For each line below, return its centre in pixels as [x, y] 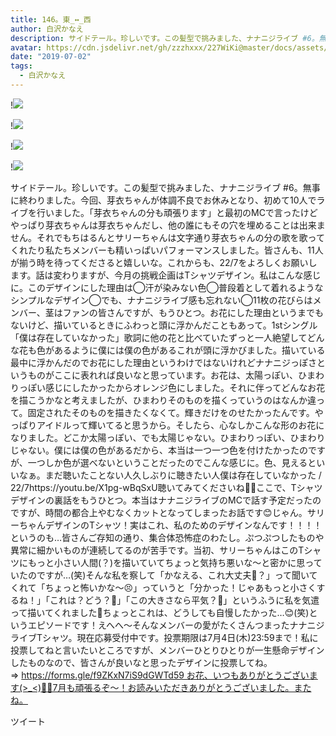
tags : [21, 66]
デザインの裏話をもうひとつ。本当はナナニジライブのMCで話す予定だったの [166, 500]
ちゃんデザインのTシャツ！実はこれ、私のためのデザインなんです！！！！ [170, 525]
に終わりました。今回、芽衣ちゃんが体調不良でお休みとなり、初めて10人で [163, 200]
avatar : [26, 47]
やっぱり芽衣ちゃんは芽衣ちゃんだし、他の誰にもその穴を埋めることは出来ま [168, 225]
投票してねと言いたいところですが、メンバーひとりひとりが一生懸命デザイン [167, 650]
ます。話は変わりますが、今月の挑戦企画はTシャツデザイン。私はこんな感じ [166, 275]
